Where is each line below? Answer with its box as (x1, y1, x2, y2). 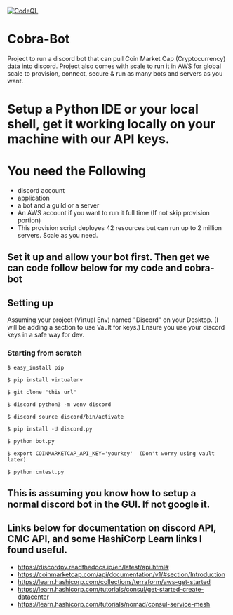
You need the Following (7, 163, 147, 179)
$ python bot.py (7, 438, 55, 445)
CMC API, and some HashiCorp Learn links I (7, 533, 202, 545)
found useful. (7, 544, 68, 556)
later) (7, 456, 27, 463)
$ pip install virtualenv (7, 376, 83, 384)
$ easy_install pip (7, 364, 65, 371)
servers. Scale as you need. (17, 231, 98, 240)
